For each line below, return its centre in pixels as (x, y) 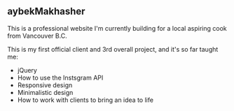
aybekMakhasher (46, 12)
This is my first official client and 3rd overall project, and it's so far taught (113, 49)
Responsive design (45, 85)
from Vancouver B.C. (37, 36)
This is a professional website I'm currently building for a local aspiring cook (117, 28)
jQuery (27, 70)
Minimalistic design (45, 92)
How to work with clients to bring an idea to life (85, 100)
